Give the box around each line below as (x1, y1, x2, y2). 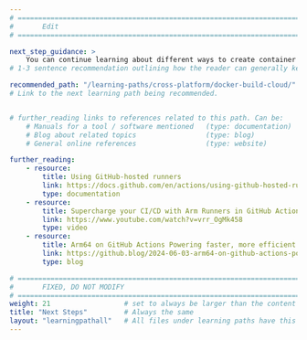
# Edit (9, 22, 59, 31)
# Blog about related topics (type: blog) (26, 130, 256, 140)
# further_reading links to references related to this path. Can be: (9, 113, 284, 122)
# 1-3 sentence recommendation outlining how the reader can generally (9, 64, 288, 73)
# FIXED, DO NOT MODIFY (9, 282, 125, 292)
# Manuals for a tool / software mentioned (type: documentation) (26, 122, 292, 131)
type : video (42, 223, 89, 233)
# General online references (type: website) (26, 139, 268, 148)
